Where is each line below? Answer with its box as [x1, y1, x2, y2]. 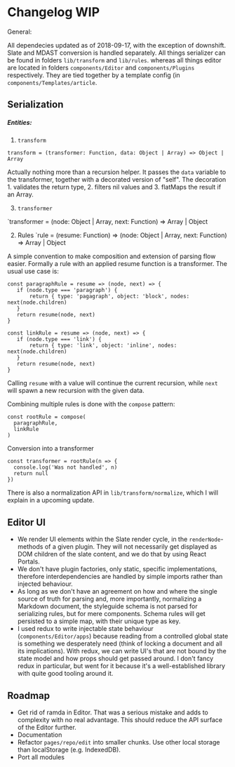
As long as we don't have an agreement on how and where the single [17, 587, 217, 596]
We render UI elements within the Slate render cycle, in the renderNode [17, 535, 221, 544]
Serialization [7, 99, 64, 111]
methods [17, 542, 43, 551]
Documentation [17, 731, 62, 739]
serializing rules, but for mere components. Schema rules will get [17, 610, 206, 618]
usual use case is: [7, 267, 60, 276]
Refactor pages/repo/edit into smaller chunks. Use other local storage [17, 738, 220, 746]
